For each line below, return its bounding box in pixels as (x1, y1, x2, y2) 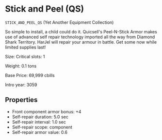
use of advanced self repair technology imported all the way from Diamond (5, 34, 155, 40)
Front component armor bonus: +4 (12, 109, 81, 114)
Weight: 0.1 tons (5, 63, 37, 69)
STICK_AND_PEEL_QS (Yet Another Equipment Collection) (5, 19, 114, 25)
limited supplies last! (5, 44, 46, 50)
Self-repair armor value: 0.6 (12, 129, 68, 135)
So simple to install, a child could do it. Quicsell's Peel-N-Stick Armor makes (5, 29, 158, 34)
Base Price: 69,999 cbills (5, 72, 55, 78)
